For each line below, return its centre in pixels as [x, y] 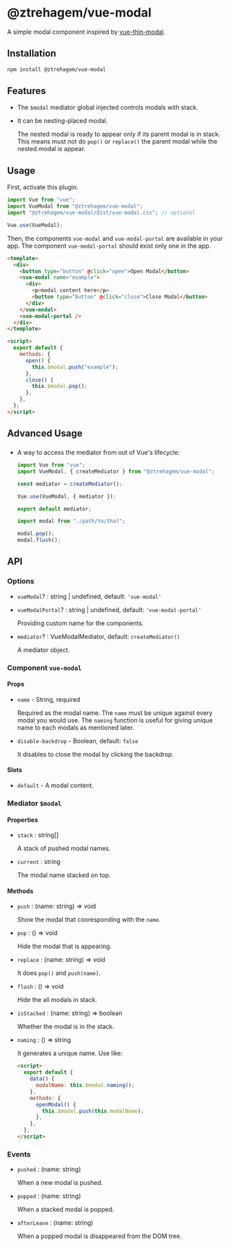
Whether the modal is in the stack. [66, 1027]
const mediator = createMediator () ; [70, 484]
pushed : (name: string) [49, 1169]
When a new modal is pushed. [60, 1183]
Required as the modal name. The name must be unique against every [115, 713]
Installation [32, 53]
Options [21, 581]
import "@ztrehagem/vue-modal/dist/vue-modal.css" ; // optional [101, 213]
